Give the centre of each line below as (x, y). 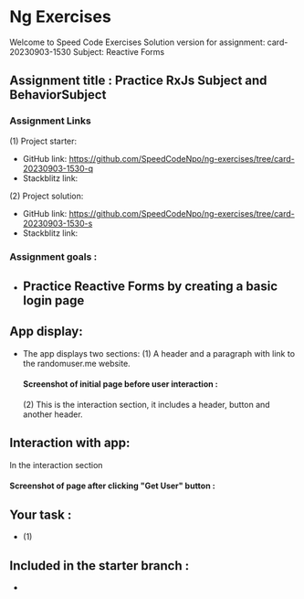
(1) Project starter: (43, 141)
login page (53, 300)
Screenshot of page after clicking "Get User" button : (113, 486)
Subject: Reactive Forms (119, 51)
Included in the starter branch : (100, 566)
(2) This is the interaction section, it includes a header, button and (147, 404)
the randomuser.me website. (76, 363)
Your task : (41, 514)
